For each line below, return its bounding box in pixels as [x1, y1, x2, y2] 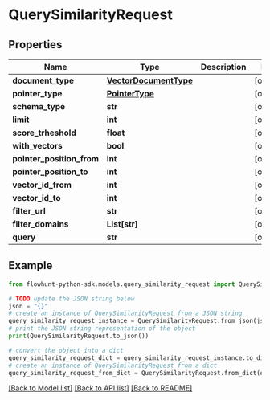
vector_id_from [12, 179, 72, 190]
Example [8, 259, 53, 272]
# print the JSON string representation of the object [8, 324, 196, 333]
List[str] [106, 218, 138, 230]
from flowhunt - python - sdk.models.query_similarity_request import [8, 280, 235, 288]
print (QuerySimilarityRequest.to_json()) [8, 332, 149, 341]
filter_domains [12, 218, 69, 230]
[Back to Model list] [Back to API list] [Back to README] [8, 383, 193, 393]
